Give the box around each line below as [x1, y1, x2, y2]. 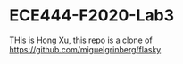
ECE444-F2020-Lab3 [9, 5, 175, 26]
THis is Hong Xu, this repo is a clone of [9, 35, 154, 45]
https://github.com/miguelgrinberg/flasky [9, 44, 162, 54]
